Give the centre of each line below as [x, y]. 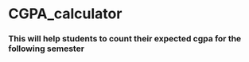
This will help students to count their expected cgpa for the [125, 39]
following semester [47, 48]
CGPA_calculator [65, 14]
